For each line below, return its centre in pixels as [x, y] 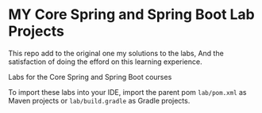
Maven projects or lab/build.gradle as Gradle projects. [99, 100]
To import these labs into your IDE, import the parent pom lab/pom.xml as [127, 92]
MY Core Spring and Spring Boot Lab [132, 15]
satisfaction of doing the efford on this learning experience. [105, 62]
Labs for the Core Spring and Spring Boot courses [90, 77]
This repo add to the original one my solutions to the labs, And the [116, 53]
